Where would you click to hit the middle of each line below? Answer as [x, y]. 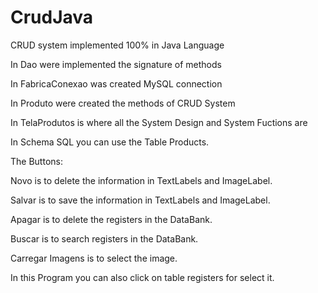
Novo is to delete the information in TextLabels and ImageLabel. [141, 180]
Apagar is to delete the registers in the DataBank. [111, 219]
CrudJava [52, 17]
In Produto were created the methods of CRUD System [123, 103]
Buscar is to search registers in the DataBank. [104, 238]
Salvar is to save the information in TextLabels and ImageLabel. [140, 200]
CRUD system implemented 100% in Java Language [117, 45]
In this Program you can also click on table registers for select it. [142, 277]
